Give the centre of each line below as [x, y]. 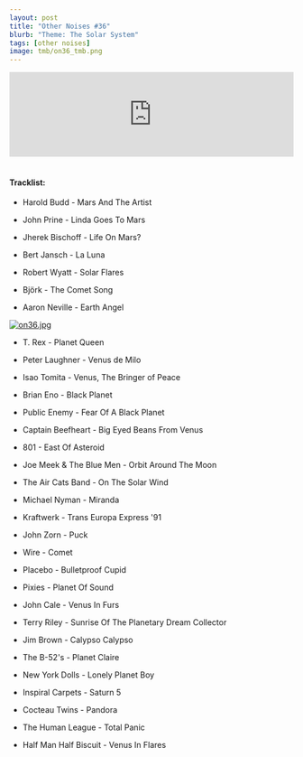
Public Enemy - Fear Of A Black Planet [93, 413]
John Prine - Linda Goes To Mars [84, 220]
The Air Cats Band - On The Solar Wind [95, 482]
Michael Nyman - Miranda [71, 500]
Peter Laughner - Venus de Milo [82, 360]
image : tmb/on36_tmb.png [56, 51]
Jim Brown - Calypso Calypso [78, 640]
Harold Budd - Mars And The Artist [87, 202]
